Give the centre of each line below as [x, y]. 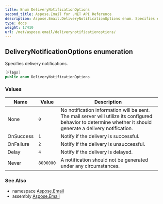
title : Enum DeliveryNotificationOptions [48, 9]
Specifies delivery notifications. [36, 63]
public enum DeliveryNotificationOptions [48, 77]
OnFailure [19, 144]
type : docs [16, 23]
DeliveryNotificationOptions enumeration [69, 52]
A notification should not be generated [104, 160]
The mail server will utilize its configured [106, 116]
